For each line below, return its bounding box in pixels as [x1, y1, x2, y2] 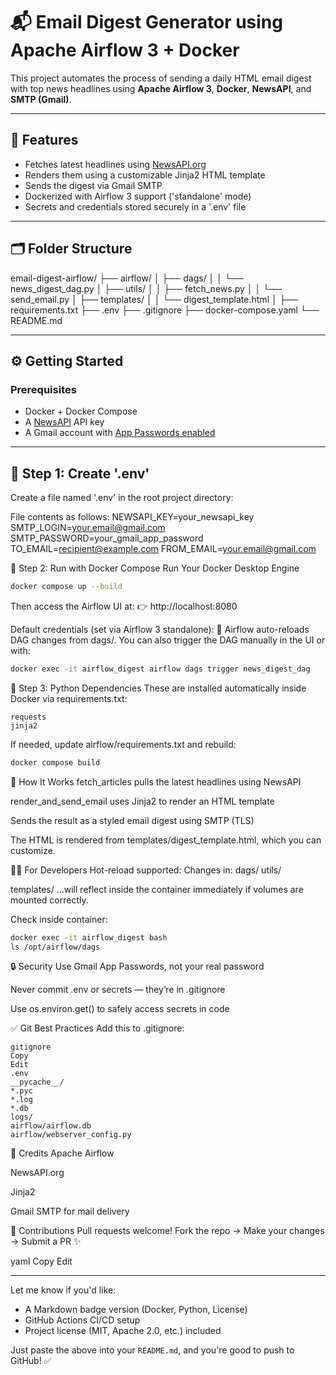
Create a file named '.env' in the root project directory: [10, 492, 234, 504]
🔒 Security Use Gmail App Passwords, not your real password [10, 960, 265, 973]
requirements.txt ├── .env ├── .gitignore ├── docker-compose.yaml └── [10, 304, 320, 316]
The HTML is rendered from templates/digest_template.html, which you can [10, 834, 322, 846]
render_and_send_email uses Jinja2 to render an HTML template [10, 795, 275, 807]
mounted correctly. [10, 894, 89, 906]
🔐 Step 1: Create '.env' [10, 465, 150, 482]
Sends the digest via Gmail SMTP [24, 179, 163, 191]
